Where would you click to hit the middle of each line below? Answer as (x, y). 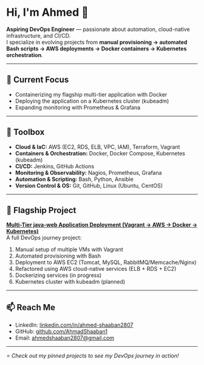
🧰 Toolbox (25, 132)
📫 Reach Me (31, 307)
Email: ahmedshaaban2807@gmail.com (64, 338)
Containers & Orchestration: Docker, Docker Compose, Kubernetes (100, 153)
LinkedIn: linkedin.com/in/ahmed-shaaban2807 (74, 325)
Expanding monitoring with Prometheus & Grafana (78, 107)
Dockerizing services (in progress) (58, 275)
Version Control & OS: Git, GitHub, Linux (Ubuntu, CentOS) (89, 185)
